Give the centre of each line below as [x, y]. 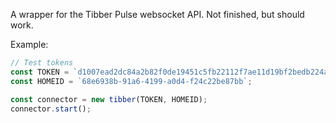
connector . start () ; [51, 109]
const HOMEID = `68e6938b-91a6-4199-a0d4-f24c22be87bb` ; [131, 81]
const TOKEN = [40, 72]
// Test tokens [42, 63]
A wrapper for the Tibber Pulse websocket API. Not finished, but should [157, 14]
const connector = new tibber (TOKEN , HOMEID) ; [109, 99]
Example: [29, 44]
